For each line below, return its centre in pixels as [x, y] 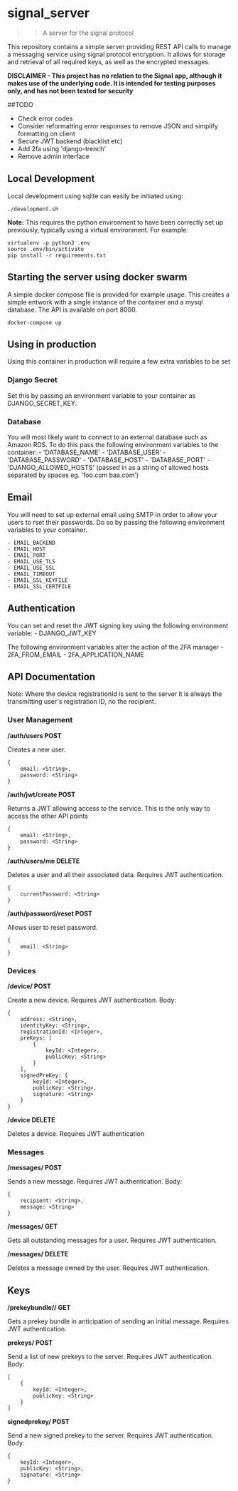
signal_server [49, 13]
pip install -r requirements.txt [57, 255]
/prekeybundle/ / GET [39, 1308]
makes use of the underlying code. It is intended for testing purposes [112, 83]
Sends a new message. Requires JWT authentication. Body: [95, 1182]
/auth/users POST [34, 735]
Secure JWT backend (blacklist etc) [70, 141]
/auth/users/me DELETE [44, 861]
